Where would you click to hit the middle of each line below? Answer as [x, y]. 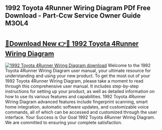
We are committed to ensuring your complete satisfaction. [64, 122]
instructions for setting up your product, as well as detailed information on [80, 91]
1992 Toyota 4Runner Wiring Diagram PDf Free [78, 8]
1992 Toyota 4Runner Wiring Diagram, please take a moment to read [74, 81]
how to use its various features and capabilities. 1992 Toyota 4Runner [76, 97]
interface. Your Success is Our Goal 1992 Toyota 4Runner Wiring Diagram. [80, 117]
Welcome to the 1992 [129, 65]
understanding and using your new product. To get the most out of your [78, 76]
